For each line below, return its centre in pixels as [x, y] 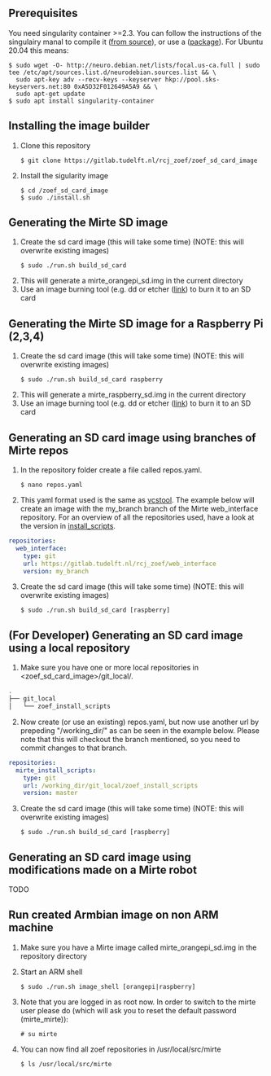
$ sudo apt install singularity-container [81, 101]
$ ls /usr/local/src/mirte [66, 1064]
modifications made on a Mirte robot [103, 870]
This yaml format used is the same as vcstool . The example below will [137, 500]
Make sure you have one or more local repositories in [109, 668]
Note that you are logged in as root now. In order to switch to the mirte [138, 1002]
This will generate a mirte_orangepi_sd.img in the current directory [131, 281]
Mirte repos [39, 450]
